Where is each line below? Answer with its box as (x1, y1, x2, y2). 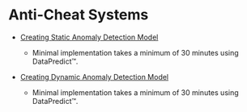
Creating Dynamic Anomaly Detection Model (19, 72, 169, 81)
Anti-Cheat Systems (8, 6, 149, 24)
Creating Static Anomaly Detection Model (19, 32, 159, 42)
